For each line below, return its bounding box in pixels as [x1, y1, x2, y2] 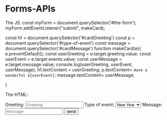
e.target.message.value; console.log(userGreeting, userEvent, [5, 61, 133, 67]
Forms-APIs [5, 3, 56, 15]
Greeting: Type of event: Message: [5, 101, 162, 107]
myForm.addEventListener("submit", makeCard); [5, 25, 105, 31]
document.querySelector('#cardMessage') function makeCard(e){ [5, 45, 141, 51]
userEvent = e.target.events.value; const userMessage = [5, 56, 122, 62]
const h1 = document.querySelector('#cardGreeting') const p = [5, 35, 135, 41]
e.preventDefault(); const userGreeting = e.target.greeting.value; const [5, 51, 151, 57]
